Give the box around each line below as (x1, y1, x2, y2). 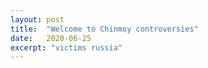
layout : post (10, 14, 65, 25)
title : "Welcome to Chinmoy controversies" (10, 24, 199, 34)
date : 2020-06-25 (10, 33, 92, 43)
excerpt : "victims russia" (10, 42, 123, 53)
